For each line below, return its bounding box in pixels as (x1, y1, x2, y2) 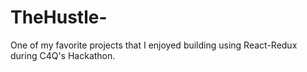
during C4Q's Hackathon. (10, 49, 116, 61)
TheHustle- (10, 6, 108, 29)
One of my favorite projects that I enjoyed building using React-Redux (10, 39, 298, 51)
